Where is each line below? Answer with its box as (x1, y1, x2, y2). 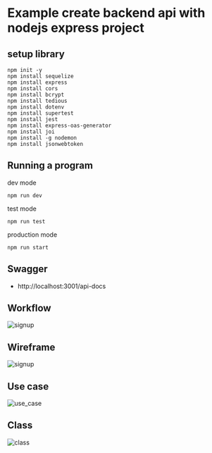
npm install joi (7, 128, 55, 135)
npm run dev (7, 192, 42, 199)
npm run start (7, 244, 49, 251)
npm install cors (7, 85, 58, 92)
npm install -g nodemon (7, 135, 77, 142)
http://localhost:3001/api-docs (17, 282, 106, 290)
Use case (7, 380, 49, 392)
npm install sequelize (7, 73, 74, 80)
